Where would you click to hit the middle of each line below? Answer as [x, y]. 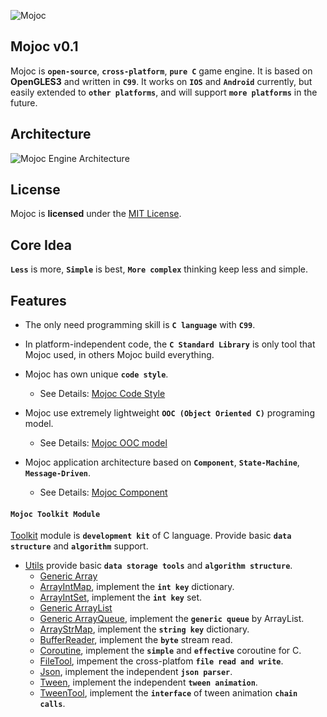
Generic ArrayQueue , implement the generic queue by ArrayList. [172, 619]
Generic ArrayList [76, 608]
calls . [52, 704]
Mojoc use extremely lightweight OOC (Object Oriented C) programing [169, 413]
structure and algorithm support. [79, 546]
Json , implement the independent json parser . [136, 672]
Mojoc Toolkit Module [55, 514]
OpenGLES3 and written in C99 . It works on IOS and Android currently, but [161, 81]
